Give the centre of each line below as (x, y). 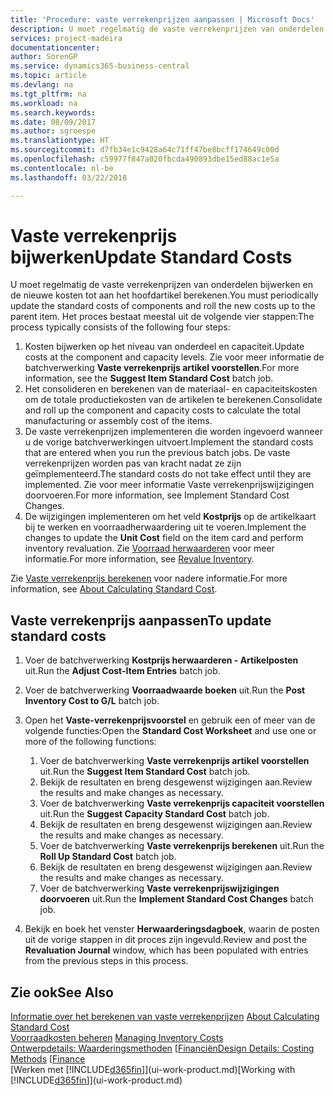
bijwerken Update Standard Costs (151, 257)
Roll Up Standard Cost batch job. (108, 857)
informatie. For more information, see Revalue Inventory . (139, 559)
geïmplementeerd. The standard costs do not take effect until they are (168, 474)
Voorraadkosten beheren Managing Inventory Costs (117, 1038)
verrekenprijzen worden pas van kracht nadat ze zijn (133, 463)
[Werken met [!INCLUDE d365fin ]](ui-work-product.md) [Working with (153, 1070)
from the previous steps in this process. (106, 961)
